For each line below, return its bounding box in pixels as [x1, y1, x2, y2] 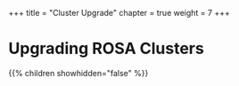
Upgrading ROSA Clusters [8, 39, 204, 59]
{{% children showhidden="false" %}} [8, 67, 149, 78]
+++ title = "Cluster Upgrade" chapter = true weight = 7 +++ [8, 8, 231, 18]
